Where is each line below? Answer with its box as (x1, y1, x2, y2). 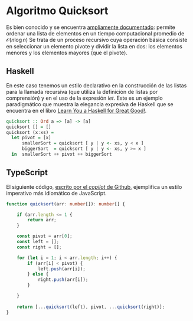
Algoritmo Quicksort (6, 4, 109, 18)
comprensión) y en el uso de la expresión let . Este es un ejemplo (6, 94, 163, 101)
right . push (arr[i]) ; (37, 277, 89, 283)
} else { (27, 271, 49, 277)
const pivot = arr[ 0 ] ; (17, 233, 73, 240)
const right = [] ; (17, 244, 62, 250)
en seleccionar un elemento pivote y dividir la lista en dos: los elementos (6, 42, 183, 50)
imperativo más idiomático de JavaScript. (6, 189, 107, 196)
